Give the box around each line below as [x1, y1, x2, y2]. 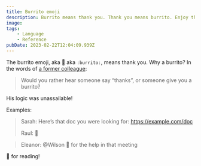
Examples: [6, 106, 32, 113]
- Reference [17, 37, 47, 43]
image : [6, 20, 23, 26]
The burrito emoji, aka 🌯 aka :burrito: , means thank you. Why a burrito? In [6, 58, 191, 66]
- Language [17, 31, 44, 37]
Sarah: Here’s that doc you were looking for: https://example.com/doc [20, 117, 193, 125]
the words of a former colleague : [6, 65, 87, 72]
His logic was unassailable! [6, 94, 73, 102]
